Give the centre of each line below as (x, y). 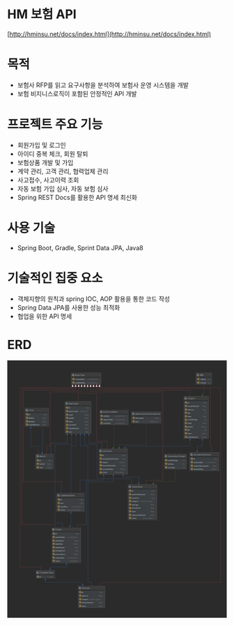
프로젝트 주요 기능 (55, 124)
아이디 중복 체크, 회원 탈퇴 (53, 153)
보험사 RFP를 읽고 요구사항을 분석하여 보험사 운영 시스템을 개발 (103, 85)
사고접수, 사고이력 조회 (48, 180)
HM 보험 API (42, 14)
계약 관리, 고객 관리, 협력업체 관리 (63, 171)
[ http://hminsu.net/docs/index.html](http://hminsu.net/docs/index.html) (109, 34)
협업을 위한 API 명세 (45, 316)
